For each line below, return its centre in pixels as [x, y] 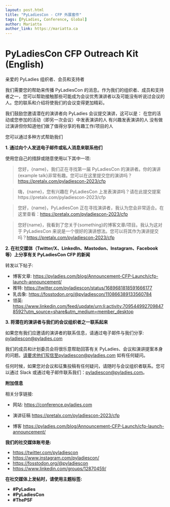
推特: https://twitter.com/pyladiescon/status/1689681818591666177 [82, 288]
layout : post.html [25, 10]
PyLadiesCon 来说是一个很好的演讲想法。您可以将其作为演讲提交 [91, 231]
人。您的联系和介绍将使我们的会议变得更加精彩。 [56, 103]
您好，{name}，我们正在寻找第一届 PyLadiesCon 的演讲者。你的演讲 [89, 169]
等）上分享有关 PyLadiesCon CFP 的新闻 [48, 255]
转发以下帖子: [19, 265]
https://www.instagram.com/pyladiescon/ [56, 458]
